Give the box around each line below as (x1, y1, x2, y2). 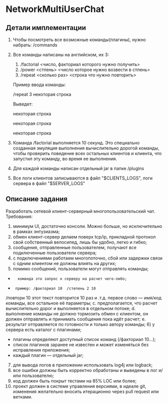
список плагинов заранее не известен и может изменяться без (12, 341, 149, 347)
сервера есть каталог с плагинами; (5, 326, 82, 332)
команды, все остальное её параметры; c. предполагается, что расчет (5, 300, 158, 306)
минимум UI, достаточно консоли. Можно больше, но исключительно (12, 223, 163, 229)
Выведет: (12, 101, 33, 107)
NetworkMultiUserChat (5, 3, 104, 15)
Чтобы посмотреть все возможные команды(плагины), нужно (12, 36, 146, 42)
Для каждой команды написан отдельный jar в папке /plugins (12, 165, 144, 171)
